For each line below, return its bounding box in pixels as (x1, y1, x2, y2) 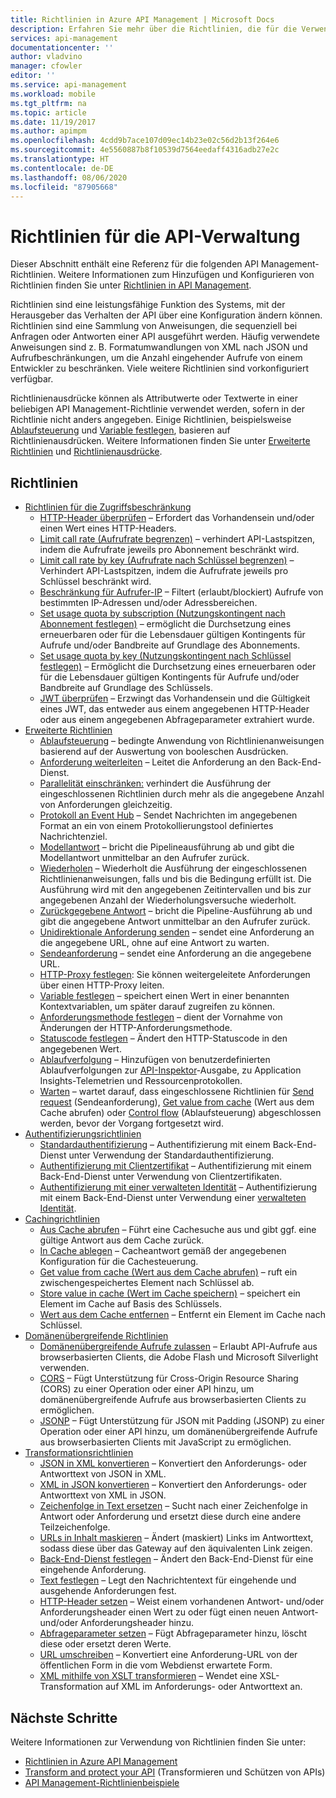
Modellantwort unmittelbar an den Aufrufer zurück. (39, 852, 250, 864)
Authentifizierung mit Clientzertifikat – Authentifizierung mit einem (39, 1160, 312, 1172)
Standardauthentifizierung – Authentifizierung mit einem (39, 1139, 271, 1151)
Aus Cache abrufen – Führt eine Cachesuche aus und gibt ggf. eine (39, 1224, 317, 1236)
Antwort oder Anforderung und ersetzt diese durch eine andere (39, 1511, 302, 1523)
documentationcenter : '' (10, 42, 114, 53)
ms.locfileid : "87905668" (10, 182, 118, 192)
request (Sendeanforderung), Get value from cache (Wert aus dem (39, 1096, 315, 1108)
